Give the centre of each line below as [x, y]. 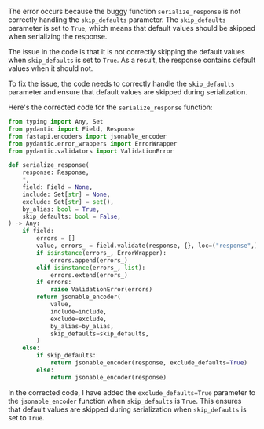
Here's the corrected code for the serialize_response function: [110, 107]
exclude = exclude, [79, 319]
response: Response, [56, 172]
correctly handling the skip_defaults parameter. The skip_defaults [117, 20]
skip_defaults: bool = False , [72, 216]
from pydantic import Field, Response [71, 129]
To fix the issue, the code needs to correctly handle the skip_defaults [121, 83]
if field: [38, 231]
